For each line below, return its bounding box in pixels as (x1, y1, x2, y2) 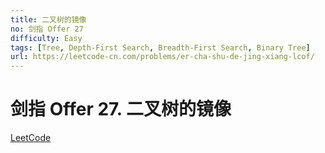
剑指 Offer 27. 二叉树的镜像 (10, 98, 232, 121)
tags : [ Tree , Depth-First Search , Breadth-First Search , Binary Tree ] (10, 42, 311, 53)
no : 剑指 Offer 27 (10, 24, 84, 34)
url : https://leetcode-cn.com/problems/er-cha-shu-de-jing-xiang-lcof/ (10, 52, 315, 62)
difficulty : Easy (10, 33, 83, 43)
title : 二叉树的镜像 (10, 14, 87, 25)
